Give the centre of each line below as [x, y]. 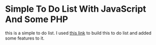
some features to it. [25, 38]
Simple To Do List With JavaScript [76, 9]
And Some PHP [37, 19]
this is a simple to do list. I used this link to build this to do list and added [78, 33]
